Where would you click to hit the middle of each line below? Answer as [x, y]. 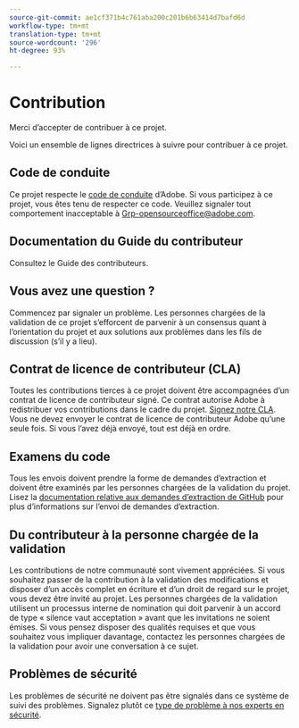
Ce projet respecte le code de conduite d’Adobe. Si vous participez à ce [141, 194]
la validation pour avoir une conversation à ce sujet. [104, 646]
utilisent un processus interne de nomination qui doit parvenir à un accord [145, 607]
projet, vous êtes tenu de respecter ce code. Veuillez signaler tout [130, 204]
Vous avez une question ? [82, 291]
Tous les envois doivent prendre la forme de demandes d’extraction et [138, 478]
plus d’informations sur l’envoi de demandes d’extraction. [115, 506]
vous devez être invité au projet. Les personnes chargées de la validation [144, 598]
